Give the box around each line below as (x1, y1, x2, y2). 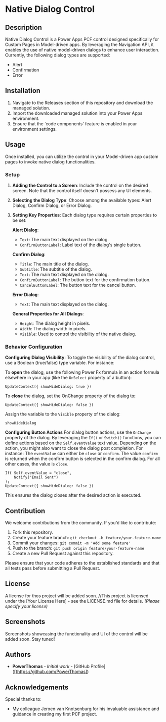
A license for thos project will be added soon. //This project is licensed (5, 593, 149, 599)
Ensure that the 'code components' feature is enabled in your (12, 120, 137, 127)
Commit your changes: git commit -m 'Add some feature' (12, 540, 131, 546)
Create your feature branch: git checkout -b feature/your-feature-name (12, 535, 161, 541)
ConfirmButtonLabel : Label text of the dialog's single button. (19, 242, 142, 248)
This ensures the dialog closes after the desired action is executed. (5, 492, 142, 498)
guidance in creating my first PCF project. (12, 711, 97, 717)
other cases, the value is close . (5, 461, 69, 467)
